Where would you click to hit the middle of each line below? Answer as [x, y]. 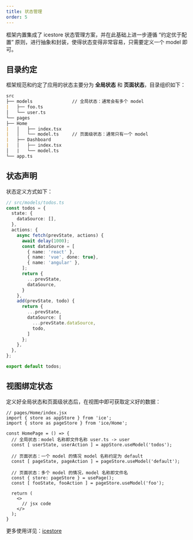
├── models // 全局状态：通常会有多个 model [75, 102]
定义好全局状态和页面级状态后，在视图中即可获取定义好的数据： [83, 402]
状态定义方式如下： [29, 191]
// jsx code [36, 503]
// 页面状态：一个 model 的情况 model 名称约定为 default [77, 456]
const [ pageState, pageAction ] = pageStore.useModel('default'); [96, 461]
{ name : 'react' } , [51, 252]
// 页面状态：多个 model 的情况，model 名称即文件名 [70, 473]
